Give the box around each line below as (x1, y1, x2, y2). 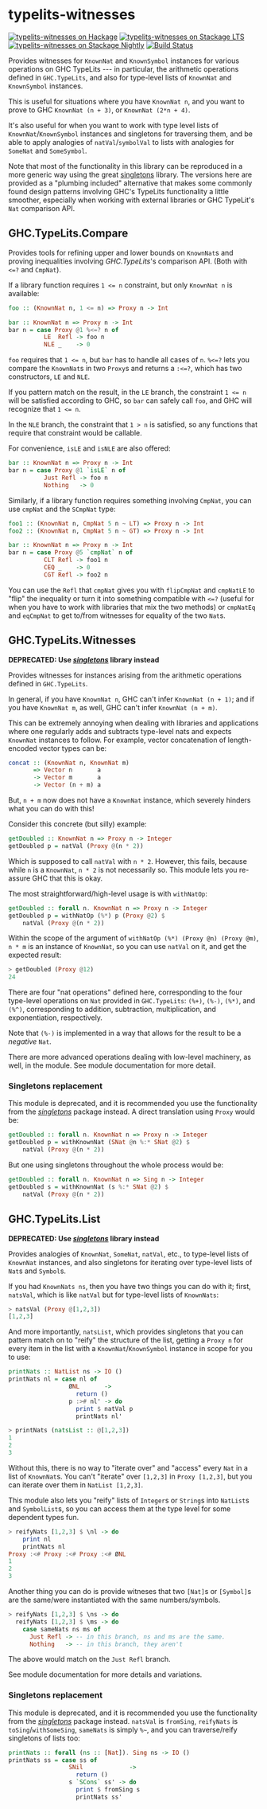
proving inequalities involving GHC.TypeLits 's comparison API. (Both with (8, 256, 248, 266)
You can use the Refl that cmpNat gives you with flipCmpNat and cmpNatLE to (8, 585, 255, 595)
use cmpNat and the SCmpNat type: (8, 504, 116, 514)
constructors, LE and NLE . (8, 372, 91, 381)
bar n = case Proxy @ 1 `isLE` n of (8, 467, 126, 475)
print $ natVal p (75, 1405, 133, 1412)
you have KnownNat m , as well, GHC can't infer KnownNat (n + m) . (8, 702, 219, 712)
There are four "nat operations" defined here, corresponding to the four (8, 987, 242, 997)
